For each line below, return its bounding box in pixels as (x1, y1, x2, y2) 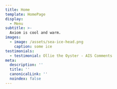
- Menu (9, 21, 23, 26)
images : (5, 35, 21, 40)
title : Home (5, 7, 30, 12)
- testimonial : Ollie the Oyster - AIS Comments (9, 53, 113, 58)
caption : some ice (14, 44, 52, 49)
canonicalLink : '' (9, 72, 48, 77)
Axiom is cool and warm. (9, 30, 61, 35)
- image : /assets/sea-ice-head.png (9, 40, 84, 44)
